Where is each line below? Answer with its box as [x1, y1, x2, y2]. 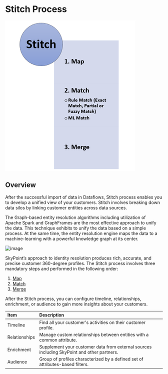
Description [39, 312, 64, 318]
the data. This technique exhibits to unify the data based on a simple [5, 225, 146, 231]
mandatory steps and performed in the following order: [5, 265, 118, 271]
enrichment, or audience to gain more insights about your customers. [5, 301, 148, 307]
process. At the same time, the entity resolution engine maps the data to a [5, 230, 157, 236]
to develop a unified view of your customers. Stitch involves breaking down [5, 199, 160, 205]
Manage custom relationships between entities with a [39, 331, 149, 337]
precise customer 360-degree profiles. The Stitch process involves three [5, 260, 155, 266]
